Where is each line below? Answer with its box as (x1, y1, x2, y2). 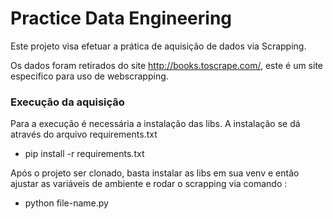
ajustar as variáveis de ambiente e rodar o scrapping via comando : (10, 178, 288, 190)
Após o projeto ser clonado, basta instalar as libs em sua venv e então (10, 167, 300, 179)
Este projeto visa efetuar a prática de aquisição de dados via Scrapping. (10, 40, 307, 52)
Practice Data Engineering (10, 7, 233, 30)
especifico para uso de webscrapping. (10, 70, 169, 82)
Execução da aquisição (10, 95, 125, 109)
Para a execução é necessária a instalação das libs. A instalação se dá (10, 118, 301, 130)
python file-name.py (24, 197, 109, 209)
